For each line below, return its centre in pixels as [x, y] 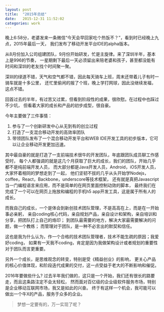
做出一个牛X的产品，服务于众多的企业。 [45, 294]
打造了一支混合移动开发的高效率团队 [49, 132]
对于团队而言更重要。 [26, 249]
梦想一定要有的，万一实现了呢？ [49, 304]
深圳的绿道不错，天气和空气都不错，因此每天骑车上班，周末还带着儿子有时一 [82, 77]
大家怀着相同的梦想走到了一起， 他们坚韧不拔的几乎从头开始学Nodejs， [77, 173]
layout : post [18, 10]
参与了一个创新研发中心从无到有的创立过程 [55, 126]
